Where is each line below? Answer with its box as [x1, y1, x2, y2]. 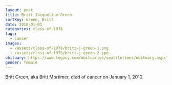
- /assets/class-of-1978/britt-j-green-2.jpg [10, 50, 109, 55]
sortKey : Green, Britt [5, 17, 54, 22]
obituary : [5, 55, 27, 60]
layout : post [5, 7, 33, 13]
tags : [5, 31, 17, 36]
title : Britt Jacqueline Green [5, 12, 72, 17]
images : [5, 41, 22, 46]
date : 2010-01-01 [5, 22, 42, 27]
